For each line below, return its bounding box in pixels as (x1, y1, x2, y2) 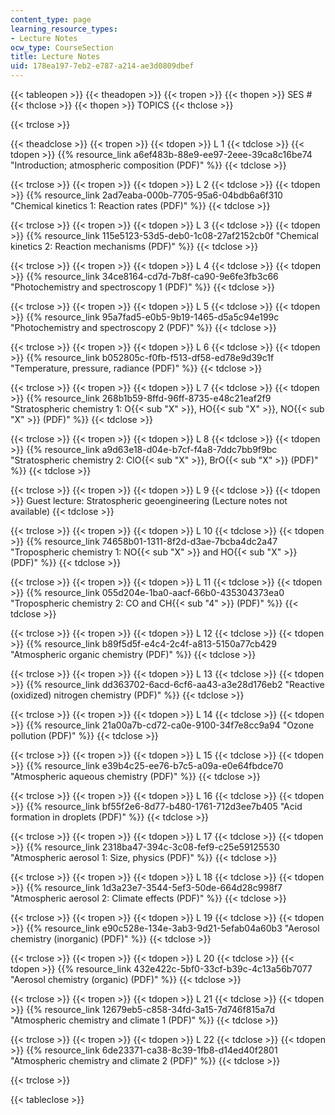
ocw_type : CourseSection (10, 42, 114, 53)
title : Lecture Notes (10, 52, 101, 62)
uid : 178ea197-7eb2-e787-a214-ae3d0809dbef (10, 61, 195, 71)
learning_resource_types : (10, 24, 118, 34)
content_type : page (10, 14, 92, 25)
